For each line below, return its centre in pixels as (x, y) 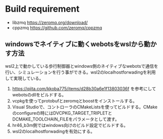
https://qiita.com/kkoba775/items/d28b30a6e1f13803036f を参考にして (84, 88)
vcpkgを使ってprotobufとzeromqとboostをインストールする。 (75, 100)
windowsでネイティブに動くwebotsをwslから (75, 44)
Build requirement (42, 9)
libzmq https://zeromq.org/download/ (50, 22)
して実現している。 (24, 78)
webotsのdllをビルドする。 (39, 95)
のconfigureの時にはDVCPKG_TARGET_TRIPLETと (62, 113)
